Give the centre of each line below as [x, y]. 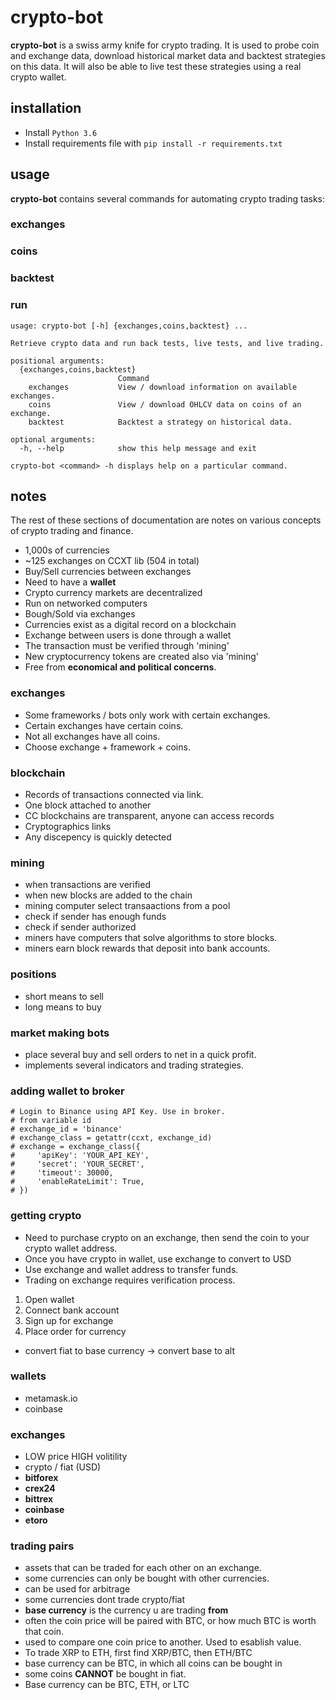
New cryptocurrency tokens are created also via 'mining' [142, 657]
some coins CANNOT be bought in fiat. [105, 1674]
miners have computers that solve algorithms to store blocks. [151, 938]
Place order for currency [75, 1331]
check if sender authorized [80, 927]
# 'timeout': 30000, [62, 1173]
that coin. [44, 1632]
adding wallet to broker [67, 1091]
